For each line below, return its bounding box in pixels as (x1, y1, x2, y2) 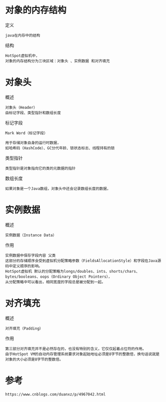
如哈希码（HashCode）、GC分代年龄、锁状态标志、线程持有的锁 (5, 145, 115, 150)
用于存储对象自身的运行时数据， (5, 140, 61, 145)
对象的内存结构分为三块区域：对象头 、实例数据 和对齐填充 (5, 58, 110, 63)
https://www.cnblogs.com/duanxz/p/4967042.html (5, 392, 106, 397)
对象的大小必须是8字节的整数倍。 (5, 357, 63, 362)
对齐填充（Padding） (5, 326, 43, 331)
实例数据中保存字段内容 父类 (5, 253, 56, 258)
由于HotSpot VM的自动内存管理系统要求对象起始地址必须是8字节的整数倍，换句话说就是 (5, 352, 160, 357)
